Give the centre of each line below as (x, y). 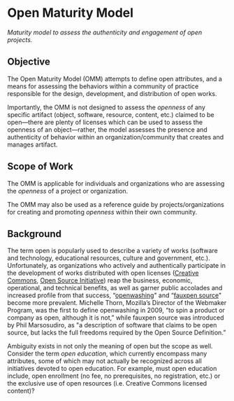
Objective (29, 62)
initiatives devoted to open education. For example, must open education (112, 369)
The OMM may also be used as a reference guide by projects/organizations (116, 204)
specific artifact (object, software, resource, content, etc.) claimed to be (111, 114)
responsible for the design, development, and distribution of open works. (112, 93)
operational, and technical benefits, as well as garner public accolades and (115, 288)
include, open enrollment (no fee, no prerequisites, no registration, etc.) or (114, 376)
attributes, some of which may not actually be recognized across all (105, 361)
